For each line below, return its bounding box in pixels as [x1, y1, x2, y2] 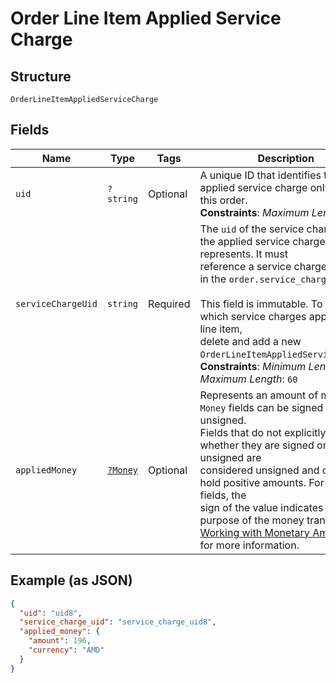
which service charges [199, 309, 307, 323]
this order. [199, 193, 248, 207]
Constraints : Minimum [199, 359, 307, 373]
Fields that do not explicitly [199, 425, 327, 439]
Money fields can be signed [199, 400, 324, 414]
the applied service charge [199, 234, 326, 248]
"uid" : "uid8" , [19, 608, 83, 618]
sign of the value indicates [199, 500, 324, 514]
